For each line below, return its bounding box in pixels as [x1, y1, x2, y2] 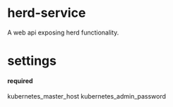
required [7, 76, 33, 85]
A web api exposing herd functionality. [7, 28, 119, 37]
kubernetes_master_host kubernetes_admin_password [7, 92, 167, 101]
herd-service [7, 5, 86, 21]
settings [7, 53, 56, 69]
